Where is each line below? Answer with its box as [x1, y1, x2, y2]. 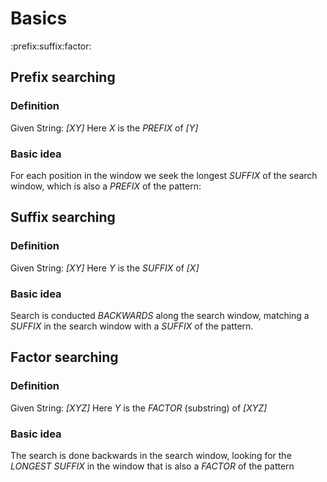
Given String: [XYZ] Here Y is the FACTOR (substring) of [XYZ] [10, 402, 268, 414]
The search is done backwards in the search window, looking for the [10, 449, 292, 461]
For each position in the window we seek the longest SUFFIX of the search [10, 169, 318, 181]
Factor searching [10, 349, 119, 366]
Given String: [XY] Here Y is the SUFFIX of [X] [10, 262, 200, 274]
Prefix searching [10, 69, 116, 86]
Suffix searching [10, 209, 116, 226]
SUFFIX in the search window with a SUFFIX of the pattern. [10, 320, 254, 332]
